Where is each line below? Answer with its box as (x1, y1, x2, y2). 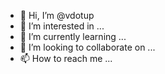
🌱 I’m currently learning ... (19, 31, 127, 42)
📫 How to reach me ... (19, 53, 113, 64)
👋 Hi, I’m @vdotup (19, 10, 95, 21)
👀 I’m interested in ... (19, 20, 105, 32)
